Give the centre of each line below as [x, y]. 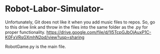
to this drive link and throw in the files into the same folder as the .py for [77, 27]
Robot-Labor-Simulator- [54, 9]
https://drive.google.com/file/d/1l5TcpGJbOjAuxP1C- [99, 32]
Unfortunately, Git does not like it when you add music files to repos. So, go [80, 22]
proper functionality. [25, 32]
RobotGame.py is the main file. [36, 46]
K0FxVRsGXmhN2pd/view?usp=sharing [45, 37]
